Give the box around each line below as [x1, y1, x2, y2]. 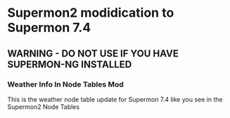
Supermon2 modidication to [7, 5, 174, 21]
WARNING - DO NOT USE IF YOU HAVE [7, 47, 179, 59]
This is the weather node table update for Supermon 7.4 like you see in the [7, 95, 223, 103]
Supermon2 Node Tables [7, 103, 79, 111]
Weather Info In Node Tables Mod [7, 79, 124, 89]
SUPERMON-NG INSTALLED [7, 58, 132, 71]
